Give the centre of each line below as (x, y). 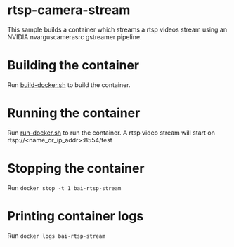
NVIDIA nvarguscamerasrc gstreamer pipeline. (74, 36)
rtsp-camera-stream (69, 10)
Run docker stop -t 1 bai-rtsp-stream (64, 187)
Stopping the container (76, 168)
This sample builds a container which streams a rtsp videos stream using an (117, 29)
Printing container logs (76, 216)
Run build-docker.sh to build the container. (69, 85)
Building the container (73, 66)
